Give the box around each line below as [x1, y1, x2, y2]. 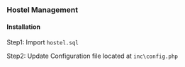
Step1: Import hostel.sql [6, 38, 79, 47]
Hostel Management [6, 5, 79, 15]
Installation [6, 23, 40, 31]
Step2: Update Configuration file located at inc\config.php [6, 51, 179, 61]
